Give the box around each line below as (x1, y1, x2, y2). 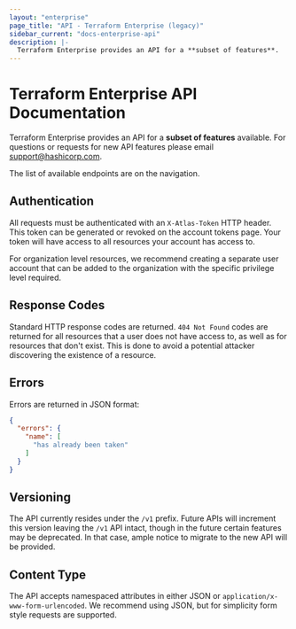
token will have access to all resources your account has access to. (9, 236, 255, 246)
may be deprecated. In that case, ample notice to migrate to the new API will (9, 532, 288, 543)
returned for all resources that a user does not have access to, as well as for (9, 330, 288, 341)
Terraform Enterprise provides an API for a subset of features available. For (9, 132, 286, 143)
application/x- (222, 593, 279, 602)
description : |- (9, 37, 69, 47)
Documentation (9, 103, 127, 123)
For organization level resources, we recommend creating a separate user (9, 253, 279, 264)
